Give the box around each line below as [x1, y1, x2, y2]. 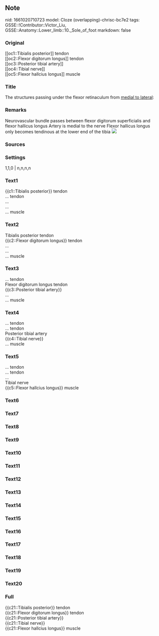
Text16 [5, 528, 21, 535]
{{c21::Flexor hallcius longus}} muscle [5, 625, 81, 631]
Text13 [5, 489, 21, 496]
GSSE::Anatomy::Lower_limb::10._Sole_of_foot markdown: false [5, 27, 131, 33]
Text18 [5, 554, 21, 561]
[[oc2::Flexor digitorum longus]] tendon [5, 56, 84, 61]
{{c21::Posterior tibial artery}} [5, 615, 64, 621]
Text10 [5, 450, 21, 457]
